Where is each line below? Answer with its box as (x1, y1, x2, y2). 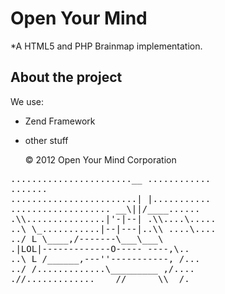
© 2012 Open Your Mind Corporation (24, 153, 177, 166)
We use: (10, 95, 45, 107)
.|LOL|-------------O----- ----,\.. (10, 243, 190, 254)
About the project (10, 69, 123, 86)
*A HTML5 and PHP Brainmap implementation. (10, 40, 203, 52)
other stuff (24, 134, 69, 146)
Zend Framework (24, 115, 96, 127)
